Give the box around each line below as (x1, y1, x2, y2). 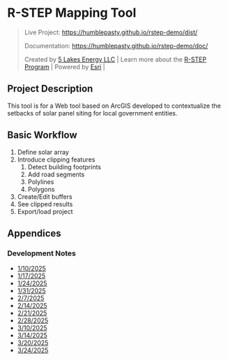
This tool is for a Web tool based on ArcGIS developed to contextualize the (7, 101, 221, 110)
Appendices (7, 227, 61, 239)
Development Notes (7, 248, 77, 258)
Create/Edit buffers (17, 192, 73, 201)
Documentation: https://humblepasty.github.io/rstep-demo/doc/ (24, 41, 208, 50)
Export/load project (17, 207, 73, 215)
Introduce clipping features (17, 155, 96, 164)
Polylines (27, 177, 54, 186)
